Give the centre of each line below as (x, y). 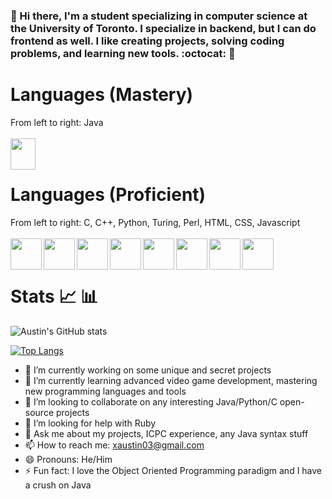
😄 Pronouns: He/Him (68, 459)
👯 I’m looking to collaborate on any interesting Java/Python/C (151, 401)
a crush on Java (58, 485)
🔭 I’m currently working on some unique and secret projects (148, 370)
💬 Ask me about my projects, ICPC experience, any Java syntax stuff (166, 433)
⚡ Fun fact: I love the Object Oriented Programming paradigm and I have (173, 470)
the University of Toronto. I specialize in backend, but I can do (163, 28)
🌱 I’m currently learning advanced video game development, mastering (171, 380)
